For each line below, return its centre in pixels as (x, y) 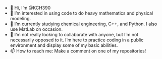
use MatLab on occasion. (36, 29)
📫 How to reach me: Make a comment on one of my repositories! (78, 51)
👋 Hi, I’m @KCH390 (30, 8)
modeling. (20, 18)
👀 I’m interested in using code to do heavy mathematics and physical (82, 13)
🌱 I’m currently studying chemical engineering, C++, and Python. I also (84, 24)
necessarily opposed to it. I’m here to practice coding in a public (77, 40)
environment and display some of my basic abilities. (64, 45)
